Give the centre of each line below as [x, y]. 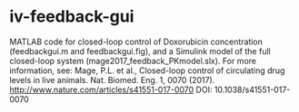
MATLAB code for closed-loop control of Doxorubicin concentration [136, 42]
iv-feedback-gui [72, 17]
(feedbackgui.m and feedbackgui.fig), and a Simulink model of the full [140, 51]
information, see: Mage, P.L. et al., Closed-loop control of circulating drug [147, 70]
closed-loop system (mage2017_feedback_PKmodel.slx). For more [133, 61]
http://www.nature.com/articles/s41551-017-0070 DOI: [111, 89]
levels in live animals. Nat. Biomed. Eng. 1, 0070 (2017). [112, 79]
